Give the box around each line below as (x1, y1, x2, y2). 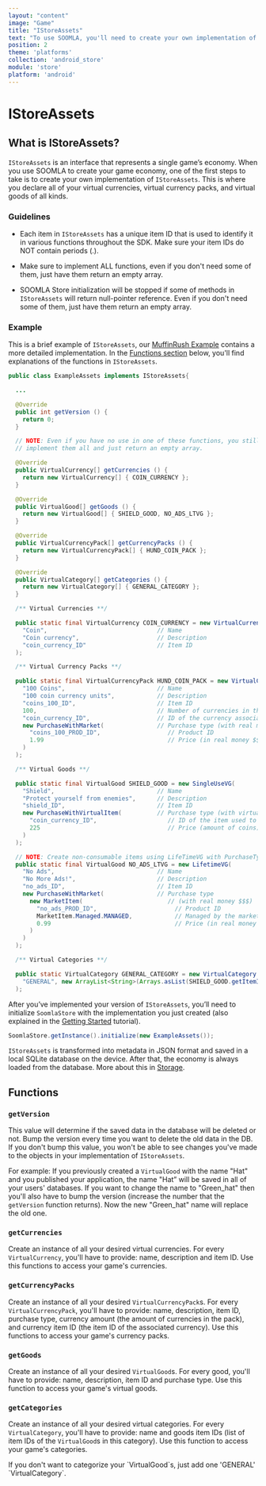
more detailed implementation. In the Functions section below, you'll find (8, 348, 245, 358)
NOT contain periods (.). (19, 245, 99, 255)
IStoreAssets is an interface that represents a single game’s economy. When (8, 157, 258, 167)
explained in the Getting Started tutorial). (8, 1016, 141, 1026)
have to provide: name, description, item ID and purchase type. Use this (8, 1375, 242, 1385)
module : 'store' (8, 64, 62, 71)
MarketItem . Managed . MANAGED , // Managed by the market (36, 912, 260, 920)
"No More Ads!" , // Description (22, 875, 207, 884)
